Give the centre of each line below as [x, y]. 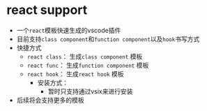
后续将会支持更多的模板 [50, 100]
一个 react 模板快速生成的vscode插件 [69, 30]
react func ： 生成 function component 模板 [88, 65]
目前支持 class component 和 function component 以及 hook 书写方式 [108, 39]
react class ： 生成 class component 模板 [85, 56]
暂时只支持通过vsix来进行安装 [90, 91]
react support [47, 10]
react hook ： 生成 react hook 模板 [75, 74]
